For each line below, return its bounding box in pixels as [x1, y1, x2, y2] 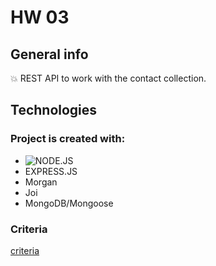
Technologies [10, 102, 98, 119]
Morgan [24, 176, 58, 188]
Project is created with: [10, 132, 126, 146]
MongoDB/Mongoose [24, 197, 114, 209]
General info [10, 46, 89, 63]
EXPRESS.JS [24, 165, 78, 177]
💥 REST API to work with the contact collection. [10, 72, 207, 84]
